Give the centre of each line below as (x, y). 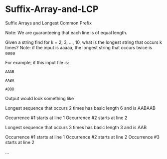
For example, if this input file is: (37, 62)
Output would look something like (40, 98)
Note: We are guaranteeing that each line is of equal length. (66, 32)
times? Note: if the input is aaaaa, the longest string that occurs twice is (79, 47)
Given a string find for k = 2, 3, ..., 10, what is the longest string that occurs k (83, 42)
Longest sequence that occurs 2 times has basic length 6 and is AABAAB (81, 108)
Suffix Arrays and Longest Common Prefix (49, 23)
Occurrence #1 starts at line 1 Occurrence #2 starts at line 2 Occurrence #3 (82, 137)
